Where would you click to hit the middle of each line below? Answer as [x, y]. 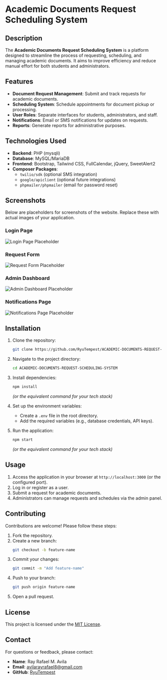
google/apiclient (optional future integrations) [68, 179]
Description [24, 38]
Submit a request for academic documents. [57, 493]
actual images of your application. [40, 218]
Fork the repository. [33, 535]
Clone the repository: [34, 340]
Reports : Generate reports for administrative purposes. [69, 125]
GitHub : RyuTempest [34, 672]
